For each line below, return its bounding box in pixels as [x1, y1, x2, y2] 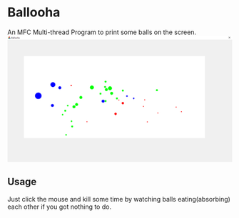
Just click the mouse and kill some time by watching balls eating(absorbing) [7, 194, 230, 203]
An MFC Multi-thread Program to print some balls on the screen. [7, 28, 197, 36]
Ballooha [7, 4, 61, 21]
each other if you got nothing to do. [7, 202, 112, 211]
